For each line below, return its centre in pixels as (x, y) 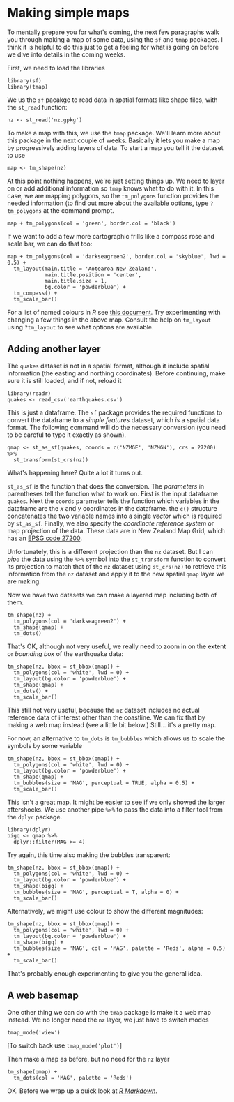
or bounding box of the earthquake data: (65, 653)
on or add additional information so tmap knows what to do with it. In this (111, 188)
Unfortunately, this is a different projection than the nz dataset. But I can (110, 551)
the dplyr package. (35, 817)
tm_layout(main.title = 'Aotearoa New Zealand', (85, 269)
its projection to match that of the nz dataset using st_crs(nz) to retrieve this (117, 566)
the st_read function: (37, 107)
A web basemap (43, 996)
